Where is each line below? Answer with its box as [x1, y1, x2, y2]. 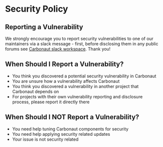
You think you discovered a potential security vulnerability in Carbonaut [12, 73, 157, 79]
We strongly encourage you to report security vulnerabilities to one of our [5, 36, 154, 41]
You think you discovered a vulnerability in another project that [12, 83, 139, 89]
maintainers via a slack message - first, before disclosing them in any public [5, 41, 159, 47]
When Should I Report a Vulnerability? [5, 60, 124, 69]
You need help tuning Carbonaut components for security [12, 126, 129, 132]
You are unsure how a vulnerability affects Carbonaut [12, 78, 120, 84]
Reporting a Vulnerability [5, 23, 83, 31]
